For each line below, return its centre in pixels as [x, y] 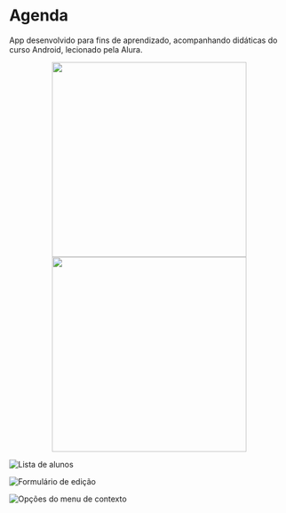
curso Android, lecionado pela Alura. [76, 49]
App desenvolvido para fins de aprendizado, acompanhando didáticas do [143, 40]
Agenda [39, 16]
